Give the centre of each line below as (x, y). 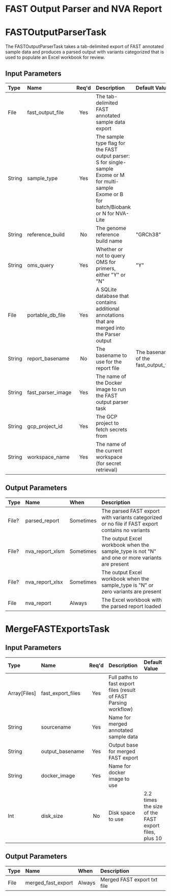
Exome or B (110, 194)
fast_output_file (46, 112)
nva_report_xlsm (45, 551)
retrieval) (107, 469)
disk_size (52, 816)
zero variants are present (131, 591)
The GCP (107, 416)
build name (109, 241)
